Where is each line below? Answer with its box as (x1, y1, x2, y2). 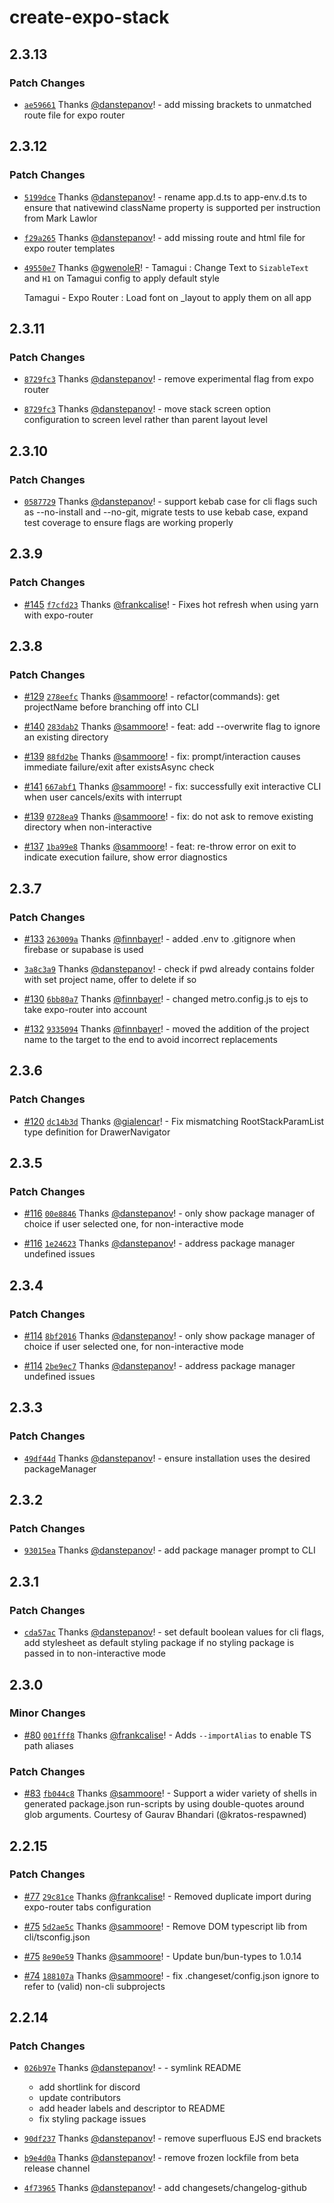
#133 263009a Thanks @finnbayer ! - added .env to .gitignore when (23, 933, 296, 945)
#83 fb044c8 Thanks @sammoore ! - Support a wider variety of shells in (23, 1787, 317, 1800)
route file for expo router (23, 109, 126, 121)
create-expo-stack (9, 6, 170, 29)
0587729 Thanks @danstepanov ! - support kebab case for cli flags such (23, 495, 318, 507)
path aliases (23, 1739, 74, 1751)
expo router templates (23, 242, 116, 254)
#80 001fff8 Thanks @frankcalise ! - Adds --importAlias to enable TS (23, 1729, 312, 1741)
